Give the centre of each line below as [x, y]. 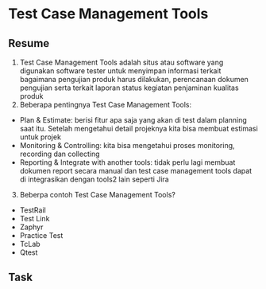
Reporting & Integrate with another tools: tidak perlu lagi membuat [127, 162]
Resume [29, 43]
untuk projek [40, 137]
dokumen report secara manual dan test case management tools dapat [136, 171]
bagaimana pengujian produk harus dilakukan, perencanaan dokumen [134, 79]
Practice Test [41, 235]
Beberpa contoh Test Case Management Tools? [98, 195]
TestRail [33, 210]
